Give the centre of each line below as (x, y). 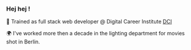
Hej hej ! (19, 9)
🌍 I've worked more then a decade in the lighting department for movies (95, 34)
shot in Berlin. (23, 42)
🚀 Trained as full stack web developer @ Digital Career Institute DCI (89, 22)
